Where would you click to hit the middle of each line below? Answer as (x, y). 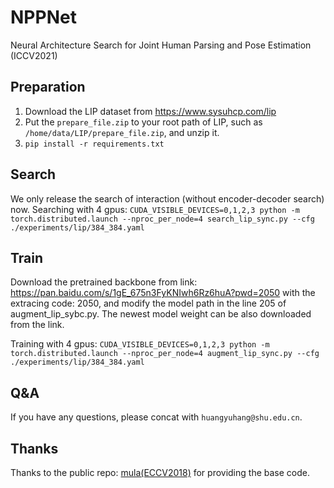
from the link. (37, 325)
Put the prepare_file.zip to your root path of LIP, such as (143, 122)
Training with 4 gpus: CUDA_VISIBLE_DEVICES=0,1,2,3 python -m (140, 344)
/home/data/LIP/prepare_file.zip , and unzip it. (122, 132)
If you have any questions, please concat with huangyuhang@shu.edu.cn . (156, 417)
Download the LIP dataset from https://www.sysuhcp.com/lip (150, 111)
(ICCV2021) (34, 55)
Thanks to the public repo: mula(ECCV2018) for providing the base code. (160, 472)
